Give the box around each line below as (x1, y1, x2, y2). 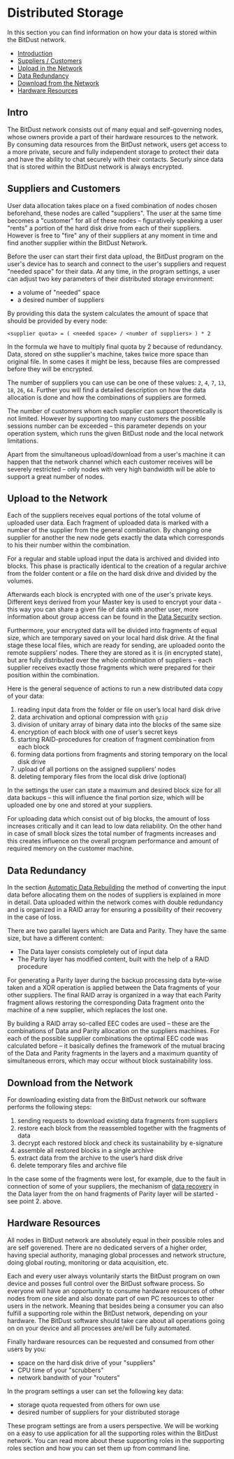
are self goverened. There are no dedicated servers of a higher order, (7, 1243, 207, 1252)
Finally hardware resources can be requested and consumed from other (7, 1337, 214, 1346)
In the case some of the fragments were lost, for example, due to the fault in (7, 1175, 226, 1183)
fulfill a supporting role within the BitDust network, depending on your (7, 1308, 208, 1318)
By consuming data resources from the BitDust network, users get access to (7, 140, 227, 148)
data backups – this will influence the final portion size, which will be (7, 794, 205, 802)
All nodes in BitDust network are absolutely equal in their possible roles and (7, 1236, 225, 1244)
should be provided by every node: (7, 317, 108, 325)
